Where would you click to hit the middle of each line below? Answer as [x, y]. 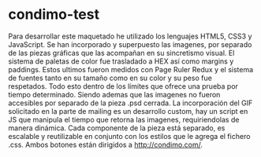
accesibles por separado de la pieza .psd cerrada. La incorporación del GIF [130, 103]
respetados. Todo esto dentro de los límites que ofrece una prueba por [123, 86]
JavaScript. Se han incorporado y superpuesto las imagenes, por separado [130, 44]
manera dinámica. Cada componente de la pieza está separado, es [117, 128]
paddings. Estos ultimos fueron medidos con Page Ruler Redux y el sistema [131, 69]
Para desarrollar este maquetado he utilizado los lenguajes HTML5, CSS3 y [130, 36]
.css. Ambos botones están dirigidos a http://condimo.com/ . [106, 144]
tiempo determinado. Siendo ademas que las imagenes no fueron [114, 94]
